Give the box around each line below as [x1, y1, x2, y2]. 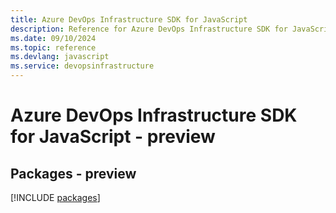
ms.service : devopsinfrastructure [10, 61, 155, 71]
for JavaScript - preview [10, 126, 216, 148]
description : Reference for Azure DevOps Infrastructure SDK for [10, 24, 288, 34]
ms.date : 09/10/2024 [10, 33, 97, 43]
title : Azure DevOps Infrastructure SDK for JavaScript [10, 14, 248, 25]
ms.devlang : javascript [10, 52, 110, 62]
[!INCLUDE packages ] [10, 192, 101, 203]
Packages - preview [10, 165, 137, 182]
